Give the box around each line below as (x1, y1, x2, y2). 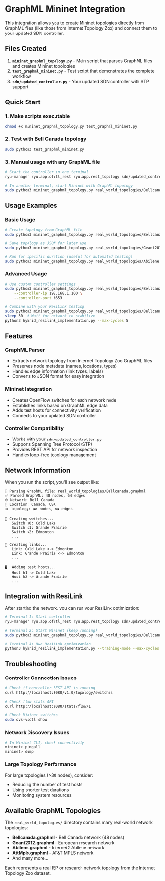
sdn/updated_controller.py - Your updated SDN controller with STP (12, 78, 149, 84)
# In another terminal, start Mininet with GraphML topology (5, 183, 133, 188)
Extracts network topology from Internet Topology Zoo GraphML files (12, 358, 152, 364)
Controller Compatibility (5, 425, 64, 432)
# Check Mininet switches (5, 712, 58, 717)
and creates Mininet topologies (12, 63, 75, 68)
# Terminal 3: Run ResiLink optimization (5, 642, 91, 646)
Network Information (5, 466, 71, 474)
